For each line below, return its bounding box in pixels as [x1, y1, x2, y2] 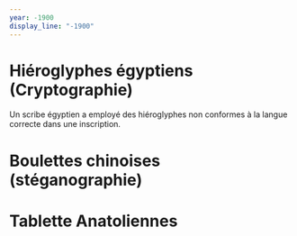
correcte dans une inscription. [9, 119, 121, 130]
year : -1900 [9, 13, 54, 23]
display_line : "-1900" [9, 22, 94, 31]
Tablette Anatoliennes [9, 211, 178, 231]
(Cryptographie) [9, 79, 133, 100]
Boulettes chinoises [9, 150, 161, 171]
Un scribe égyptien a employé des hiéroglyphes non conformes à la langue [9, 109, 288, 120]
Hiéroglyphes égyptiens [9, 60, 193, 81]
